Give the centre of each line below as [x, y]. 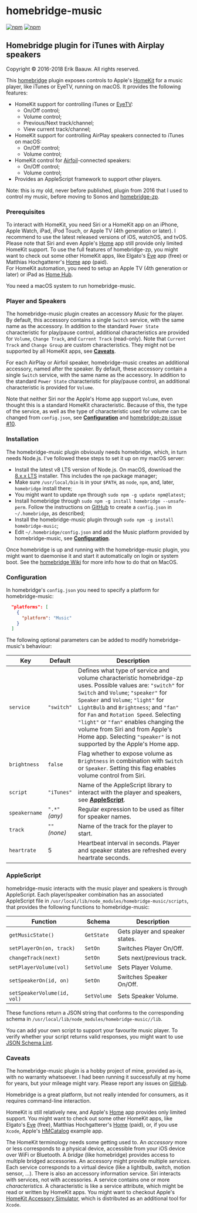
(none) [57, 833]
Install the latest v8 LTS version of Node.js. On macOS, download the [98, 469]
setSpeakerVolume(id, [39, 993]
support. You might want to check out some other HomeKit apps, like [89, 1118]
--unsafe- [174, 501]
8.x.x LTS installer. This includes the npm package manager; [86, 476]
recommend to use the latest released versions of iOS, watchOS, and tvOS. [97, 237]
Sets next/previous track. [152, 958]
